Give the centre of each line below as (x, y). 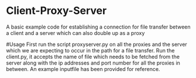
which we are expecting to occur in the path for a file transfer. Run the (90, 50)
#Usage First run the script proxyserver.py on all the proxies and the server (97, 44)
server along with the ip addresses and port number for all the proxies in (93, 63)
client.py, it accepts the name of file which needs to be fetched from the (93, 56)
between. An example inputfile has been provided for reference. (83, 69)
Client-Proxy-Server (56, 11)
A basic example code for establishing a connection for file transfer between (99, 27)
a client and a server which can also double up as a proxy (75, 33)
